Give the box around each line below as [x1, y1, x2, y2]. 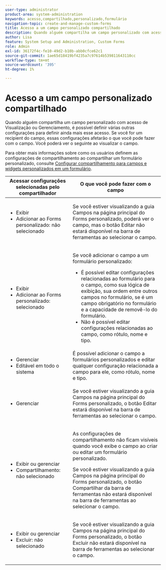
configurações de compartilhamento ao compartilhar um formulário [5, 155, 142, 161]
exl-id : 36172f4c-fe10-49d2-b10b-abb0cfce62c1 [5, 48, 103, 53]
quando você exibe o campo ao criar [72, 443, 158, 449]
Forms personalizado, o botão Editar [72, 400, 157, 407]
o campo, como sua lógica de [81, 281, 150, 288]
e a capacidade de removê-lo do [81, 306, 158, 313]
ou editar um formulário [72, 448, 127, 455]
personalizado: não [16, 221, 61, 228]
